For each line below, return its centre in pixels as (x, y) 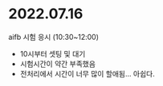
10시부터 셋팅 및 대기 (53, 53)
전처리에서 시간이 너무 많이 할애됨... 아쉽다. (87, 73)
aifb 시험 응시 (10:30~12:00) (53, 37)
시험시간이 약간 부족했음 (58, 64)
